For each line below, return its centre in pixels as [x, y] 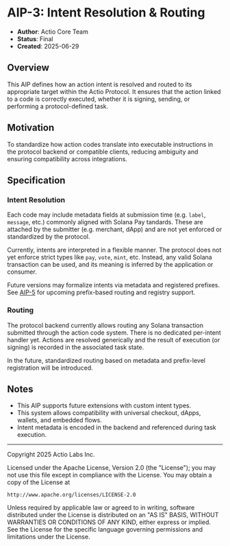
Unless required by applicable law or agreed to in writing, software [101, 508]
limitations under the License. [49, 537]
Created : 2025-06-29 [48, 46]
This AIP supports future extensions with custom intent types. [104, 405]
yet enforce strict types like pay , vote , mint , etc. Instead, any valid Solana [110, 257]
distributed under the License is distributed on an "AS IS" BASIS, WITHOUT [113, 515]
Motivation [31, 128]
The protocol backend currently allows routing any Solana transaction [105, 325]
